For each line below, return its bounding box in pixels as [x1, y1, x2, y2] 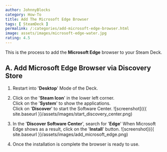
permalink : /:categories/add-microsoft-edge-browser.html [5, 26, 129, 31]
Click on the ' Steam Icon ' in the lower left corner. [12, 95, 115, 101]
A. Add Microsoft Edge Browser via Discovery [5, 64, 151, 72]
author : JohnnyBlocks [5, 7, 51, 13]
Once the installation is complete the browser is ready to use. [12, 141, 140, 147]
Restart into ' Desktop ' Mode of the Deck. [12, 85, 98, 91]
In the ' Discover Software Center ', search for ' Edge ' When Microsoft [12, 120, 156, 126]
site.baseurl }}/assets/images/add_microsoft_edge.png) [12, 131, 128, 137]
